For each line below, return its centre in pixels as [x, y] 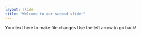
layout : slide [19, 9]
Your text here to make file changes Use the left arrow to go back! [71, 27]
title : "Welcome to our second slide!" [45, 14]
